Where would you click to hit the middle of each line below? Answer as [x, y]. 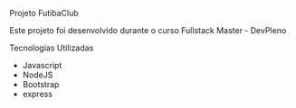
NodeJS [38, 75]
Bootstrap [41, 84]
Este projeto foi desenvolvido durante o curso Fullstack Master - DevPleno [148, 30]
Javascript [42, 65]
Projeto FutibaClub [44, 13]
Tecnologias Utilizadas [52, 48]
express [37, 94]
